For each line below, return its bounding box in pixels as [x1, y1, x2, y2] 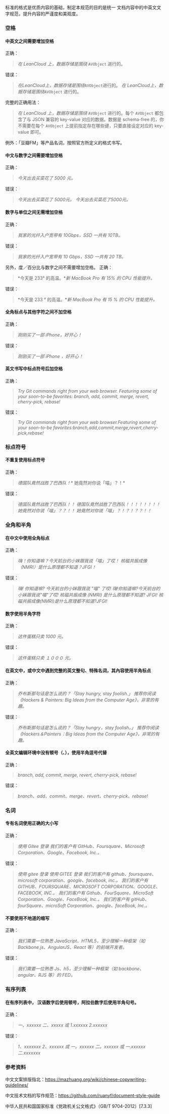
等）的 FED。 [47, 972, 76, 978]
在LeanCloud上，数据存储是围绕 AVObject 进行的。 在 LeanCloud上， [17, 82, 159, 88]
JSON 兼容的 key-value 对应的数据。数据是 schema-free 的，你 [32, 117, 164, 123]
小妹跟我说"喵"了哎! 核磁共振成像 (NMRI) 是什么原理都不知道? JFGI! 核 [17, 592, 163, 598]
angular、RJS [17, 972, 47, 978]
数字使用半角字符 [5, 610, 41, 617]
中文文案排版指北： [5, 1076, 45, 1082]
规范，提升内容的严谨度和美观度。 [9, 11, 81, 17]
